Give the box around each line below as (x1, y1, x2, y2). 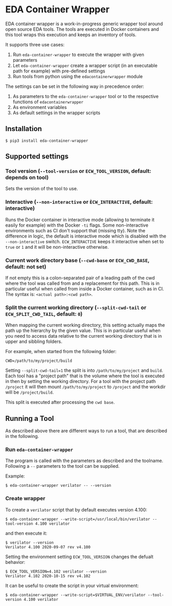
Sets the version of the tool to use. (5, 186, 78, 192)
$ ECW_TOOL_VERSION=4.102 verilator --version (5, 569, 107, 574)
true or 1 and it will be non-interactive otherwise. (5, 244, 109, 250)
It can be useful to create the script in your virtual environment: (5, 582, 139, 589)
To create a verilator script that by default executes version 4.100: (5, 506, 147, 512)
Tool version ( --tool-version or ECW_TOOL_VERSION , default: (5, 168, 151, 175)
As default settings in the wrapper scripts (12, 109, 101, 116)
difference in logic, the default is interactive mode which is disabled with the (5, 233, 167, 239)
